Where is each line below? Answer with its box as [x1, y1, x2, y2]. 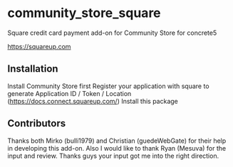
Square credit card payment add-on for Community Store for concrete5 [7, 28, 217, 37]
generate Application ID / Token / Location [7, 89, 132, 97]
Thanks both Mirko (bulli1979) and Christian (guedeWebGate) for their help [7, 136, 227, 145]
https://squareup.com [7, 42, 71, 50]
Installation [7, 63, 58, 75]
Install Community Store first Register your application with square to [7, 82, 209, 90]
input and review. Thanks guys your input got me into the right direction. [7, 151, 219, 160]
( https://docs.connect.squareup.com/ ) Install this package [7, 97, 178, 105]
